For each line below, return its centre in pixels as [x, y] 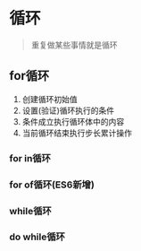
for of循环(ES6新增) [52, 185]
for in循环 [30, 158]
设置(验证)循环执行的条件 [68, 110]
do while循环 [37, 237]
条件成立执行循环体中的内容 [73, 121]
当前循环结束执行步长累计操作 [77, 133]
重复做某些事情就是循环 [74, 45]
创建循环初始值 [50, 99]
